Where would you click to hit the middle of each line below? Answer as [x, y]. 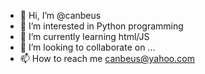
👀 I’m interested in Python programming [101, 26]
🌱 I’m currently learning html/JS [84, 36]
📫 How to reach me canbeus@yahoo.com [107, 58]
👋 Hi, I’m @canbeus [60, 15]
